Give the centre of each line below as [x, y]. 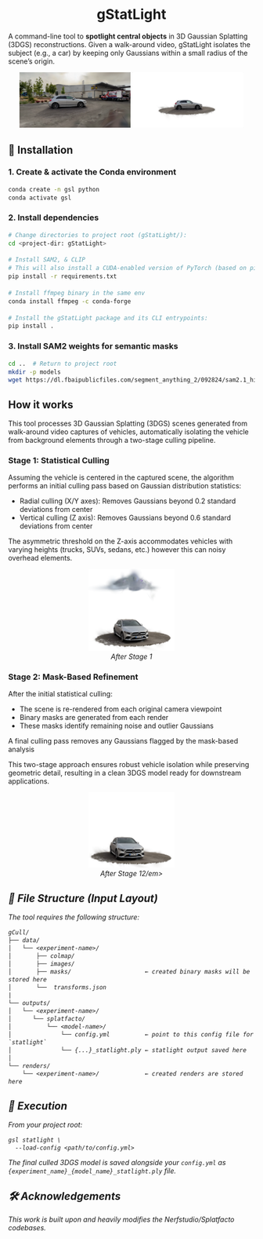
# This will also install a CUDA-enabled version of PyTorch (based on [127, 269]
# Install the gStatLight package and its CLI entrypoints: [108, 318]
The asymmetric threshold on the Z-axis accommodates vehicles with [121, 541]
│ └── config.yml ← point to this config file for [131, 1035]
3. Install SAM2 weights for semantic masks [93, 346]
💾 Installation [41, 150]
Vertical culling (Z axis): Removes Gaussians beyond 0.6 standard [125, 518]
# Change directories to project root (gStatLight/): [98, 235]
